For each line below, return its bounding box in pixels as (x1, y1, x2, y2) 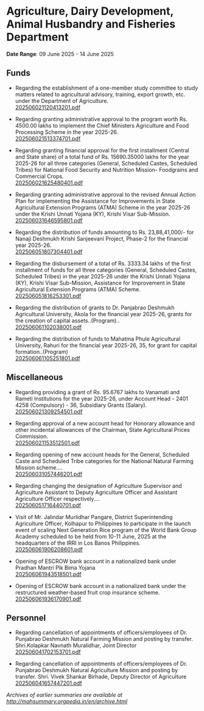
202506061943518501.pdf (15, 570, 82, 578)
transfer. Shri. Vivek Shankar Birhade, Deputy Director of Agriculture (15, 673, 187, 681)
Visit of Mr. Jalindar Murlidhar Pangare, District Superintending (15, 513, 173, 520)
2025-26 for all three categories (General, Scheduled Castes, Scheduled (15, 160, 197, 167)
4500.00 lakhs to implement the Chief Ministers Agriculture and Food (15, 122, 189, 129)
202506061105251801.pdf (15, 355, 80, 362)
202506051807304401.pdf (15, 248, 83, 255)
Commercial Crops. (15, 172, 64, 180)
